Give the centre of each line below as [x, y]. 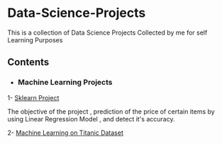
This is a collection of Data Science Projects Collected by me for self [107, 32]
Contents [28, 62]
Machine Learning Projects [65, 83]
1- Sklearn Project [33, 97]
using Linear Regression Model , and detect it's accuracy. [91, 119]
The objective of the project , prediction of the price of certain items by [111, 112]
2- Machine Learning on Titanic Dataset [66, 133]
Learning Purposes [35, 40]
